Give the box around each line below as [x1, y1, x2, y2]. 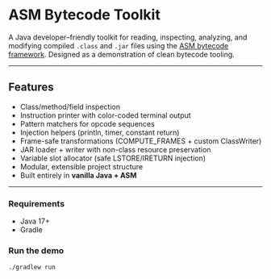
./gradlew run [8, 264, 56, 272]
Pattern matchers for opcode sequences [19, 119, 155, 128]
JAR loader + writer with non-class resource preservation [19, 144, 211, 154]
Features [8, 81, 54, 94]
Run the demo [8, 244, 65, 256]
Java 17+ [19, 216, 50, 227]
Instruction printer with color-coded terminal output [19, 110, 191, 120]
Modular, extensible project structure [19, 161, 144, 171]
